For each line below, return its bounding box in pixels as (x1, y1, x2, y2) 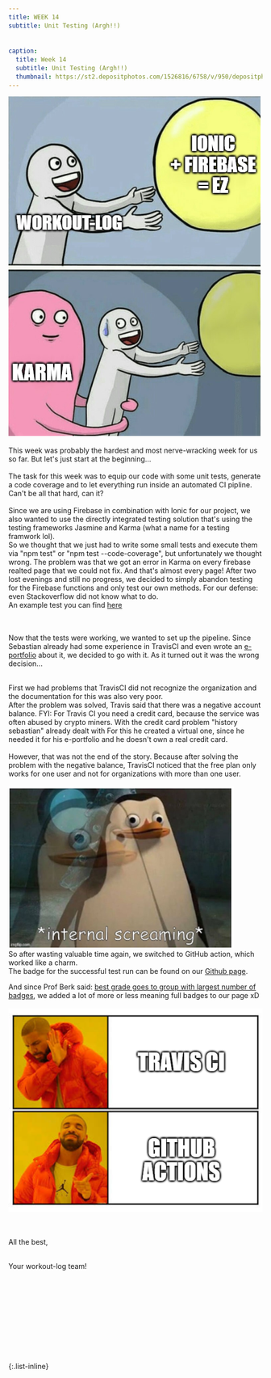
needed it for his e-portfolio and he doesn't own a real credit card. (8, 734, 228, 744)
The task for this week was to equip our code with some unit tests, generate (8, 471, 261, 481)
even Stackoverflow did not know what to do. (8, 591, 159, 601)
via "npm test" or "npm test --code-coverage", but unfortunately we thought (8, 548, 262, 558)
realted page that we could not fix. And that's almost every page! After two (8, 566, 256, 575)
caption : (8, 47, 38, 56)
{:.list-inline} (8, 1361, 49, 1371)
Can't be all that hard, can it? (8, 488, 104, 498)
